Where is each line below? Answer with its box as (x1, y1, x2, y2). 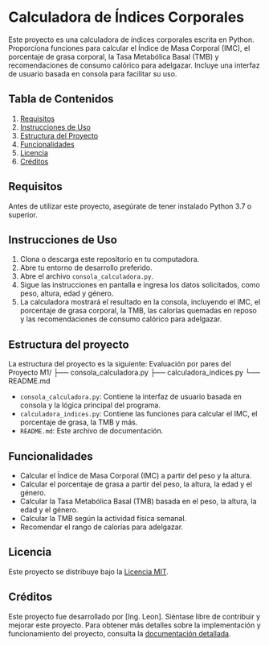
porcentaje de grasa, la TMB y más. (19, 417, 138, 427)
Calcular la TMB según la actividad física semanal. (19, 514, 187, 523)
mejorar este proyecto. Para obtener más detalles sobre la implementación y (8, 620, 261, 630)
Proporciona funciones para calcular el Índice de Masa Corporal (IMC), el (8, 43, 251, 52)
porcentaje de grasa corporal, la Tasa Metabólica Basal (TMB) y (8, 52, 219, 61)
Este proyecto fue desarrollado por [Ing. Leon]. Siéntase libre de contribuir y (8, 611, 261, 621)
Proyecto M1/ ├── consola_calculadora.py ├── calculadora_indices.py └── (8, 367, 261, 378)
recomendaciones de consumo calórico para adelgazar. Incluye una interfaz (8, 60, 260, 70)
